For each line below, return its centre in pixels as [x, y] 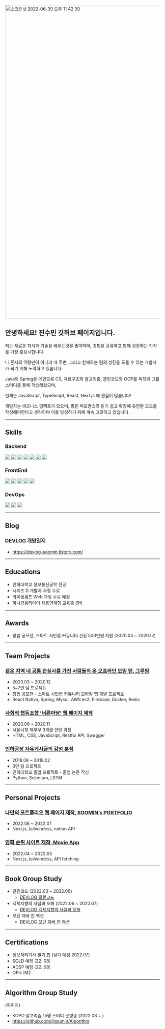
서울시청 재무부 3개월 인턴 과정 [42, 730]
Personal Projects [33, 798]
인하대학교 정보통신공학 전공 [39, 584]
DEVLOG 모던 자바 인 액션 [45, 922]
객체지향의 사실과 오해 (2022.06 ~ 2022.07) [55, 904]
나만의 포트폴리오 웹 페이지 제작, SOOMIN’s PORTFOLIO [69, 812]
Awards [17, 623]
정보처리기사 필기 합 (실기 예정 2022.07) [51, 955]
